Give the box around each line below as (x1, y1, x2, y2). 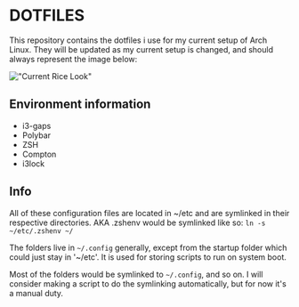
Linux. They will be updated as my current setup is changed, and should (9, 44, 274, 54)
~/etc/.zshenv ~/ (9, 226, 74, 236)
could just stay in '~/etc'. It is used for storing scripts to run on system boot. (9, 251, 287, 263)
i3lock (21, 158, 45, 169)
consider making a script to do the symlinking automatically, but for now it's (9, 278, 287, 289)
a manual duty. (9, 287, 64, 298)
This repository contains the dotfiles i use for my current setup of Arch (9, 35, 268, 45)
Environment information (9, 97, 151, 112)
